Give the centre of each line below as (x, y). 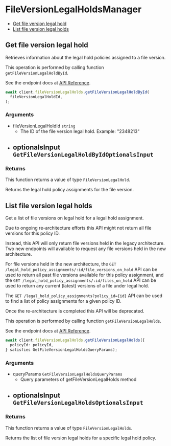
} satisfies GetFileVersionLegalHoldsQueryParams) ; (61, 350)
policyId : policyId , (32, 345)
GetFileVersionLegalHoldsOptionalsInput (78, 403)
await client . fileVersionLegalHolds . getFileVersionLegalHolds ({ (75, 340)
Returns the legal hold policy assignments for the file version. (70, 190)
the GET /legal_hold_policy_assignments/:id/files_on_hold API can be (81, 280)
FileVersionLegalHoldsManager (74, 9)
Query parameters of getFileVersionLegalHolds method (78, 380)
